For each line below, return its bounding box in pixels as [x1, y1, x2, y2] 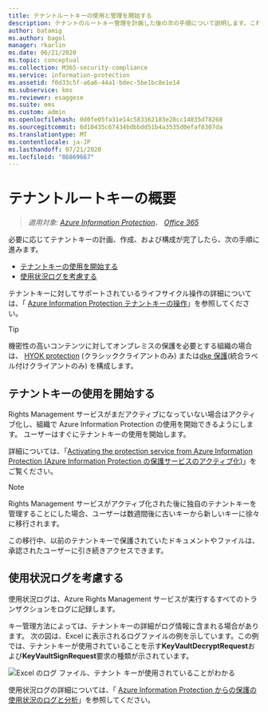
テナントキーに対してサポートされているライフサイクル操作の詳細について [8, 288, 253, 298]
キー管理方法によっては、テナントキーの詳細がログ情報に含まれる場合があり [8, 621, 259, 630]
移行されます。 [14, 519, 64, 528]
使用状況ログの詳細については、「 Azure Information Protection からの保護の [8, 685, 257, 694]
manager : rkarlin [8, 42, 66, 50]
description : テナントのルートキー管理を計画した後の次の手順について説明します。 [8, 19, 250, 27]
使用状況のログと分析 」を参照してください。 [8, 694, 156, 704]
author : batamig [8, 26, 62, 34]
